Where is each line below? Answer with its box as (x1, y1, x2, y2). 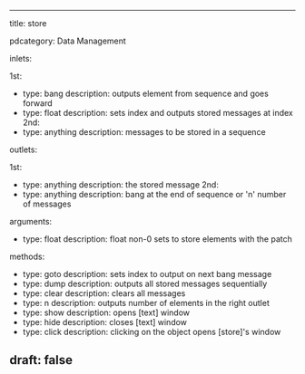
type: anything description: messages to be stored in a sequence (22, 127, 266, 137)
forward (22, 98, 53, 109)
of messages (22, 198, 72, 209)
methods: (9, 251, 45, 262)
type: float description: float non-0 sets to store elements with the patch (22, 234, 292, 245)
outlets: (9, 144, 38, 155)
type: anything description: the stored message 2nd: (22, 179, 220, 190)
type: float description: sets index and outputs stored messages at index (22, 108, 293, 118)
